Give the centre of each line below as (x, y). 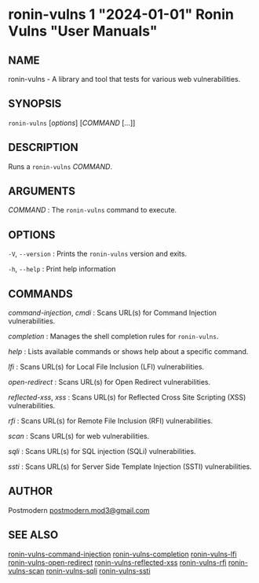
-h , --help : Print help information (62, 269)
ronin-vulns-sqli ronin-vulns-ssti (98, 570)
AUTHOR (31, 491)
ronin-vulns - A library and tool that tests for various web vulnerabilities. (124, 79)
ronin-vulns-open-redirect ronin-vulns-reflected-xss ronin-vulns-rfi (117, 562)
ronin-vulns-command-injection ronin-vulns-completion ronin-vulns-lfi (122, 554)
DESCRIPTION (43, 148)
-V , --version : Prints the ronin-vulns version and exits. (97, 254)
